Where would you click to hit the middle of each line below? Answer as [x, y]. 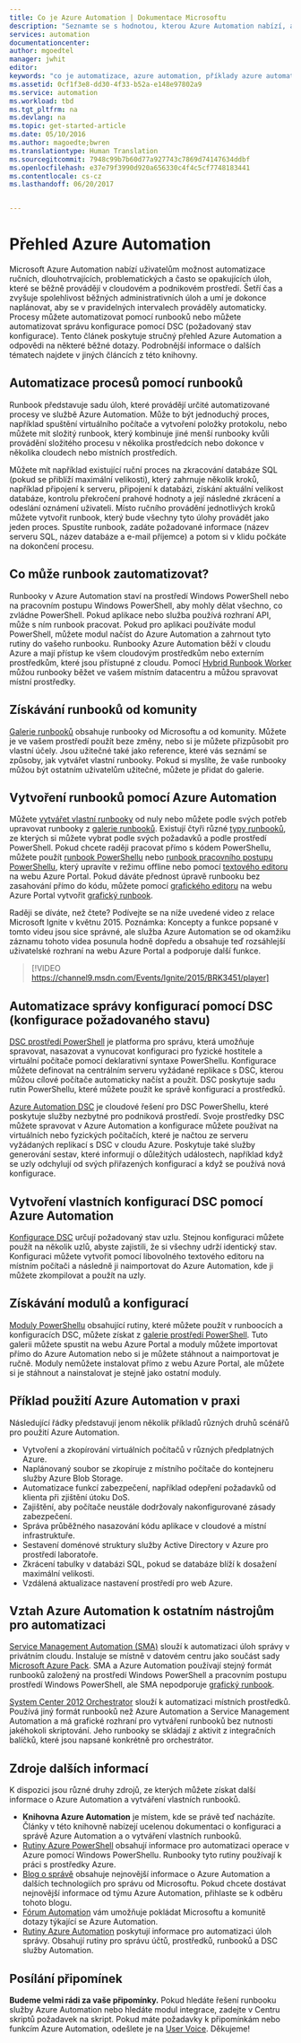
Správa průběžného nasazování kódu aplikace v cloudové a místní [144, 1526]
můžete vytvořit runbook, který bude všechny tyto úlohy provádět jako [139, 517]
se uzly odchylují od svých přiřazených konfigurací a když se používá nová [147, 1164]
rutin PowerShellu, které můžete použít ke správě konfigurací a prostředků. [147, 1090]
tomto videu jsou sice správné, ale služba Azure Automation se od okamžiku [150, 932]
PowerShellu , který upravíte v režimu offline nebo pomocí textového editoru [149, 867]
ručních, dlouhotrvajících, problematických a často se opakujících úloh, [140, 279]
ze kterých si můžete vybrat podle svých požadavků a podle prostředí [138, 839]
